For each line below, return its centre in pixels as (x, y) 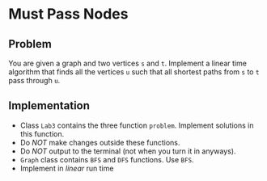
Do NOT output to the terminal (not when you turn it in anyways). (128, 151)
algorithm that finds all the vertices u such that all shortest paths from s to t (134, 72)
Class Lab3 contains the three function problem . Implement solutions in (137, 125)
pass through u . (34, 80)
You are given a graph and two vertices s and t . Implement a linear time (127, 63)
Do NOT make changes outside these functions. (100, 142)
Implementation (49, 106)
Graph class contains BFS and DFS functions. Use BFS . (107, 159)
